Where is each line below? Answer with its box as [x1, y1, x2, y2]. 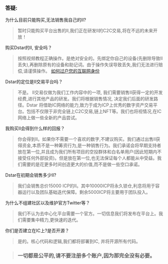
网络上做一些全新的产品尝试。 [17, 115, 79, 121]
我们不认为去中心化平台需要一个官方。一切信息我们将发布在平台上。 [17, 210, 159, 217]
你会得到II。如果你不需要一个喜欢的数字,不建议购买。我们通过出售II [17, 136, 156, 142]
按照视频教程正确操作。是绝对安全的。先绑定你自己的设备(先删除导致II [17, 56, 163, 62]
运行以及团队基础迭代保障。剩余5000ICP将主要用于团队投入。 [22, 189, 151, 195]
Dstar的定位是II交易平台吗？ [5, 79, 63, 85]
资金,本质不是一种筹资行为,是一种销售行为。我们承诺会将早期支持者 [22, 142, 161, 148]
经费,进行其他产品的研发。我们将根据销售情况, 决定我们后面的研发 [17, 96, 154, 102]
